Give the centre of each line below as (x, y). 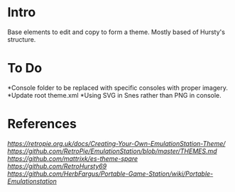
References (42, 124)
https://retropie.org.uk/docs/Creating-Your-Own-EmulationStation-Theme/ (116, 143)
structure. (22, 39)
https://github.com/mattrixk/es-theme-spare (73, 158)
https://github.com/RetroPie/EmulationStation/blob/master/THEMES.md (113, 151)
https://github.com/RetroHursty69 (57, 166)
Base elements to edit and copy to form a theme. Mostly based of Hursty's (116, 32)
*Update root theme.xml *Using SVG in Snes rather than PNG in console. (114, 95)
